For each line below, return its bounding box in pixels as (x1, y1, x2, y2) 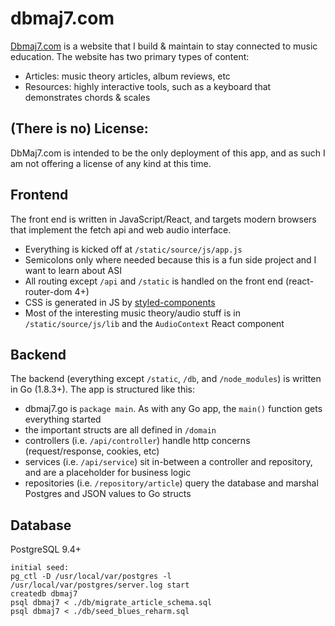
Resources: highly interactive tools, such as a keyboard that (24, 80, 272, 92)
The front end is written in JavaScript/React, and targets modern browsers (10, 213, 317, 225)
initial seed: (10, 563, 70, 573)
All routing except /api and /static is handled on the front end (24, 275, 284, 287)
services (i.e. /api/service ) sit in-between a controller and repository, (24, 456, 313, 468)
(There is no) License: (10, 120, 149, 137)
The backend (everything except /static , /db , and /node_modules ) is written (10, 373, 322, 385)
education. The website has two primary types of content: (10, 50, 250, 62)
